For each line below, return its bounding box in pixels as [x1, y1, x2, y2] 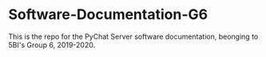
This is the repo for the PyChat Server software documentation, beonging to [8, 32, 259, 41]
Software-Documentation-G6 [8, 6, 208, 24]
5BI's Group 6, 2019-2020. [8, 40, 96, 49]
